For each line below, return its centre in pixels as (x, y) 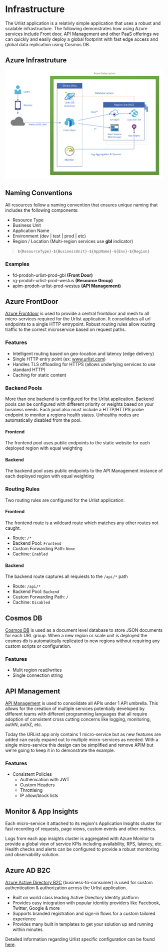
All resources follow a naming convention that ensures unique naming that (81, 205)
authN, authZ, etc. (24, 725)
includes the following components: (42, 210)
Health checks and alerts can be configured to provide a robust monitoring (82, 849)
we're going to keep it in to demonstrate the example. (60, 750)
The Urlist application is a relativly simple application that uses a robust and (83, 23)
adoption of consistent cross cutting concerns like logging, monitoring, (78, 720)
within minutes (27, 929)
